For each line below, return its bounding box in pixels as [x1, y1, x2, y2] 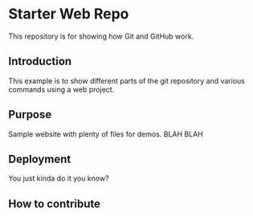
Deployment [8, 152, 71, 165]
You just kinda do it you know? [8, 173, 110, 183]
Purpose [8, 108, 52, 121]
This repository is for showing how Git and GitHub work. [8, 31, 194, 41]
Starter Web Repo [8, 5, 129, 23]
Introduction [8, 55, 72, 68]
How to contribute [8, 197, 101, 210]
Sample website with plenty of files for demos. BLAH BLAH [8, 129, 203, 139]
